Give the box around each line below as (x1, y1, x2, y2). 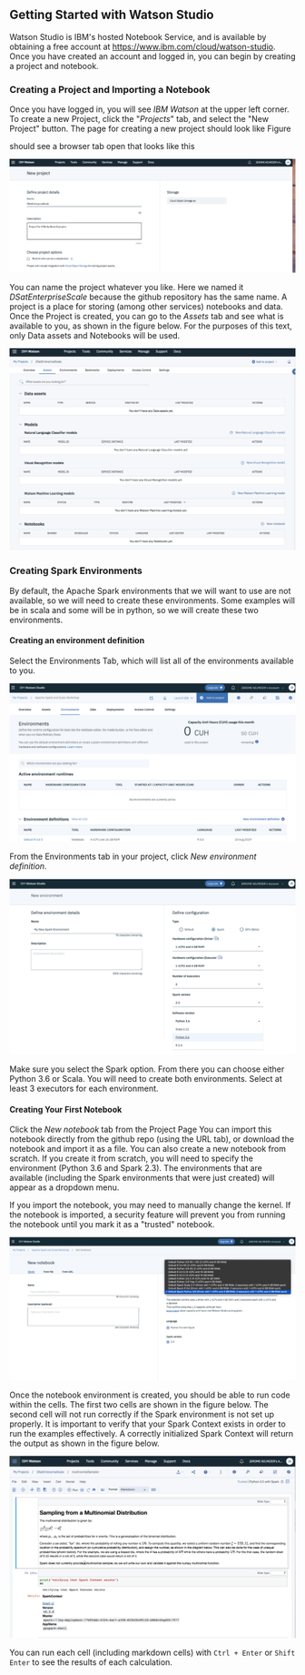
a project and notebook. (9, 60, 99, 71)
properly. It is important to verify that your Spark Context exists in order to (9, 1418, 286, 1429)
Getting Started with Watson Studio (9, 7, 214, 23)
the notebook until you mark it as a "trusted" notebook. (9, 1219, 215, 1230)
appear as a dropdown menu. (9, 1182, 120, 1193)
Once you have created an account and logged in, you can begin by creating (9, 50, 296, 62)
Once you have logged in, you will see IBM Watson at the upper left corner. (9, 104, 290, 115)
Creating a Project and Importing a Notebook (9, 83, 211, 96)
